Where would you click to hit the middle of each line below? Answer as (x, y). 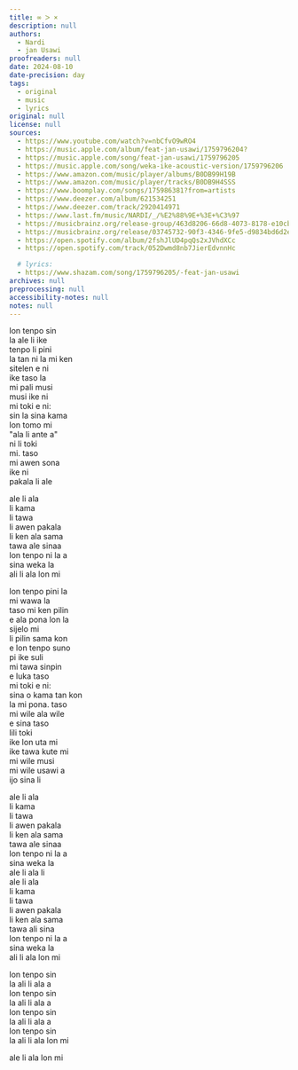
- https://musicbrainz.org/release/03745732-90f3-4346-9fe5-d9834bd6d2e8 (156, 232)
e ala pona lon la (39, 620)
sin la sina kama (39, 416)
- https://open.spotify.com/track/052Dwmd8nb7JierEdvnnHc (127, 248)
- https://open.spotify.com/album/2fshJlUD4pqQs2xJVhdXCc (127, 240)
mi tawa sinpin (35, 667)
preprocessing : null (47, 289)
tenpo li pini (31, 350)
